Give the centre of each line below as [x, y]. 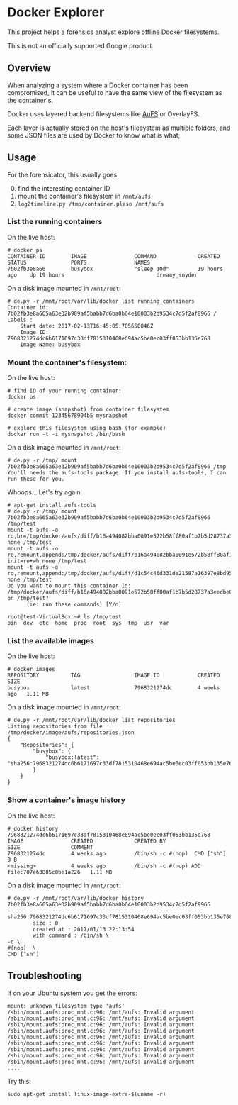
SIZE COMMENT [50, 847]
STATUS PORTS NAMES [79, 262]
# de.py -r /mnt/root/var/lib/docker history [75, 898]
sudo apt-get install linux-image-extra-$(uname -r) [87, 1094]
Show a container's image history [66, 800]
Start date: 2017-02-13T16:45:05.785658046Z [87, 326]
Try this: [19, 1081]
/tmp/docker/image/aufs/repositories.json [71, 733]
